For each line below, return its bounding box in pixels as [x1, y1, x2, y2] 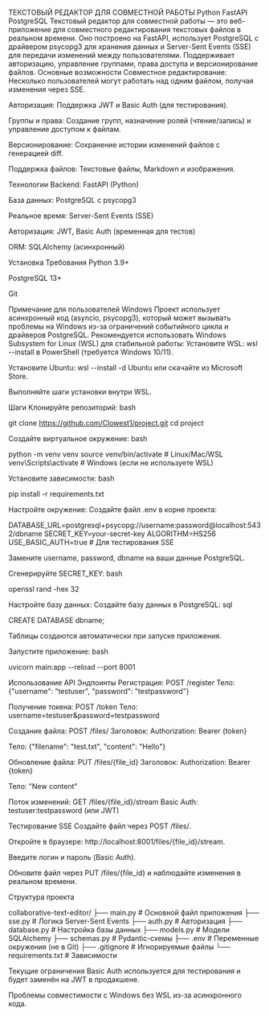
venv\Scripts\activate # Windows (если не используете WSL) [8, 458, 214, 467]
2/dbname [8, 529, 43, 539]
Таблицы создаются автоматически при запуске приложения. [8, 631, 222, 640]
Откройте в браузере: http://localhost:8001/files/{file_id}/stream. [8, 837, 226, 846]
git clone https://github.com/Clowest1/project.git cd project [8, 419, 204, 427]
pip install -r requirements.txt [8, 489, 104, 498]
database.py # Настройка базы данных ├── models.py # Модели [8, 925, 230, 934]
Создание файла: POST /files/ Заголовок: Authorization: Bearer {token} [8, 726, 247, 736]
